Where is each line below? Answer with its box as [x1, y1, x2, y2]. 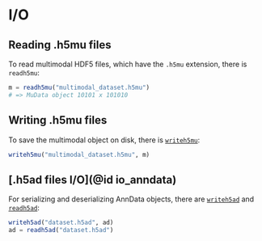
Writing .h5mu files [8, 113, 108, 127]
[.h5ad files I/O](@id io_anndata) [8, 172, 177, 187]
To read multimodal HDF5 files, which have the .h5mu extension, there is [8, 59, 247, 69]
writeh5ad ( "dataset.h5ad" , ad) [8, 218, 114, 227]
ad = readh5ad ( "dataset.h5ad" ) [8, 226, 114, 235]
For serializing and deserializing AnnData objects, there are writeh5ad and [8, 194, 255, 204]
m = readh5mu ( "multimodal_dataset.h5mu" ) [8, 83, 150, 91]
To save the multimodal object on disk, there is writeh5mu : [8, 135, 201, 145]
